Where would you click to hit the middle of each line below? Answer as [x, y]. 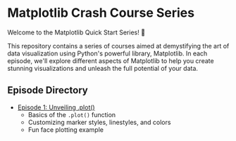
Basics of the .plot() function [72, 114]
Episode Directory [48, 90]
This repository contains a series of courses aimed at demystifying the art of [118, 46]
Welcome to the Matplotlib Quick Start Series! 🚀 [76, 32]
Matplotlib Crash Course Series [101, 13]
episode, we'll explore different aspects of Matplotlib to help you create [111, 60]
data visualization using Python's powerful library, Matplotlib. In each [107, 53]
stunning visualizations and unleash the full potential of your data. [103, 68]
